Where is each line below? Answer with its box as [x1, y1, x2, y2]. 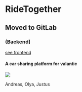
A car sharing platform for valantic [5, 61, 78, 67]
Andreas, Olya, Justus [5, 81, 50, 88]
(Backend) [5, 38, 31, 45]
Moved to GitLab [5, 23, 57, 32]
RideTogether [5, 3, 62, 15]
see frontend [5, 49, 31, 55]
